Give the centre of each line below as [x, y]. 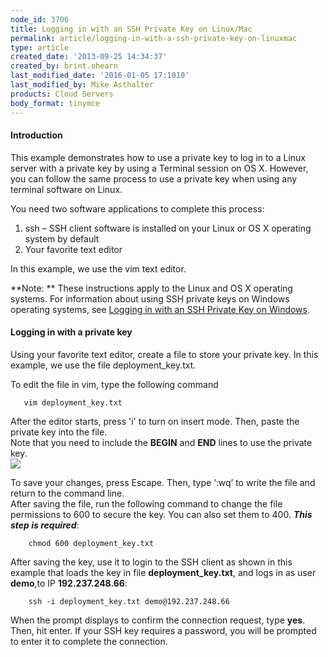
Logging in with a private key [71, 332]
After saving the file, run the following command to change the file [146, 503]
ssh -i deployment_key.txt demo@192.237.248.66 [129, 601]
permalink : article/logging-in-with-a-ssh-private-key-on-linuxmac [154, 38]
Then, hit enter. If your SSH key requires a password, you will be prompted [163, 630]
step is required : [45, 525]
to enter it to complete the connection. [89, 641]
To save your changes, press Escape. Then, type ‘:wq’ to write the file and [163, 482]
